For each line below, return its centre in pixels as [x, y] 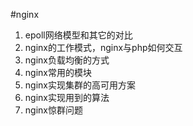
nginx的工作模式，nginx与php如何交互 [103, 47]
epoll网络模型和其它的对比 [78, 35]
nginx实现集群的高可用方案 [80, 85]
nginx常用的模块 [58, 72]
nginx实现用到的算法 [67, 97]
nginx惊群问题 [53, 110]
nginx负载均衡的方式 [67, 60]
